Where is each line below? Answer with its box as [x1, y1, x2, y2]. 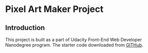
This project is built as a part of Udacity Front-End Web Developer [5, 36, 142, 42]
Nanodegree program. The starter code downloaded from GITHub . [5, 42, 143, 48]
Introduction [5, 23, 45, 32]
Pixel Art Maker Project [5, 3, 104, 15]
